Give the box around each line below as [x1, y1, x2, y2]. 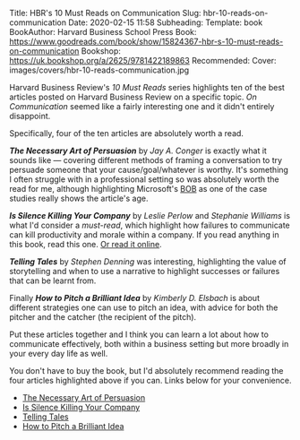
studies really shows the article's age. [9, 193, 149, 203]
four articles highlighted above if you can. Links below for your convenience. [9, 375, 292, 385]
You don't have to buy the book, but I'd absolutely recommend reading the [9, 366, 284, 375]
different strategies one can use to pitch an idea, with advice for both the [9, 302, 279, 313]
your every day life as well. [9, 349, 108, 358]
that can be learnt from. [9, 275, 97, 286]
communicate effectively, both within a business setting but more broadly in [9, 339, 289, 349]
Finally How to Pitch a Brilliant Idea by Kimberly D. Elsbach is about [9, 293, 260, 303]
